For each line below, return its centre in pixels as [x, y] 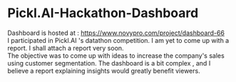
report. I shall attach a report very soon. [66, 48]
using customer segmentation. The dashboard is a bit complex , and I [109, 63]
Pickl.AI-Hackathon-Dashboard [103, 13]
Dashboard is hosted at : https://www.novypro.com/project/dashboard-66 [116, 33]
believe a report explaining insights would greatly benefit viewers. [104, 71]
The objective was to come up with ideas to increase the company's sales [116, 56]
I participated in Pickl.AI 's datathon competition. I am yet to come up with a [118, 40]
